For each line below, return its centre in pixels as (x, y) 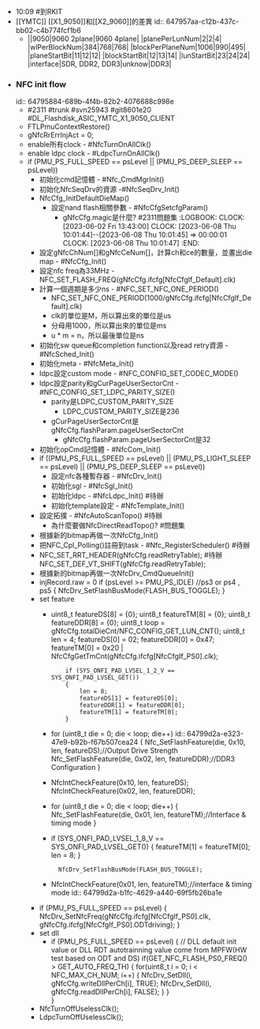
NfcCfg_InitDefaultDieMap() (84, 198)
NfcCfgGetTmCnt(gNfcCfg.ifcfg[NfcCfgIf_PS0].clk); (135, 656)
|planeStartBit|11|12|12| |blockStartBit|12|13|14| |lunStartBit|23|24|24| (139, 55)
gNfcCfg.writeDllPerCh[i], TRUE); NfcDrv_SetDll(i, (131, 984)
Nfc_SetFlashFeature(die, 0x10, (195, 742)
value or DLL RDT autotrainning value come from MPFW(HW (149, 950)
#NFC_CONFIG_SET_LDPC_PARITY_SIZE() (107, 392)
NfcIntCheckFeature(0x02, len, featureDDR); (123, 791)
